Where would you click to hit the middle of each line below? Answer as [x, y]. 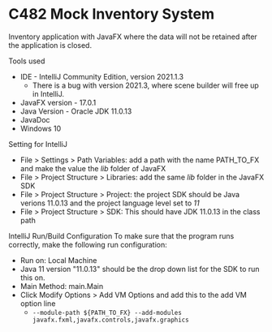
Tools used [27, 61]
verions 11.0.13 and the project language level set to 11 [110, 203]
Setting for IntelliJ [38, 144]
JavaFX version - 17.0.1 [58, 102]
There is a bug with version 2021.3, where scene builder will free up [146, 85]
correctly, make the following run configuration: [88, 244]
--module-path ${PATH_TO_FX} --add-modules [107, 313]
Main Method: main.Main [62, 286]
